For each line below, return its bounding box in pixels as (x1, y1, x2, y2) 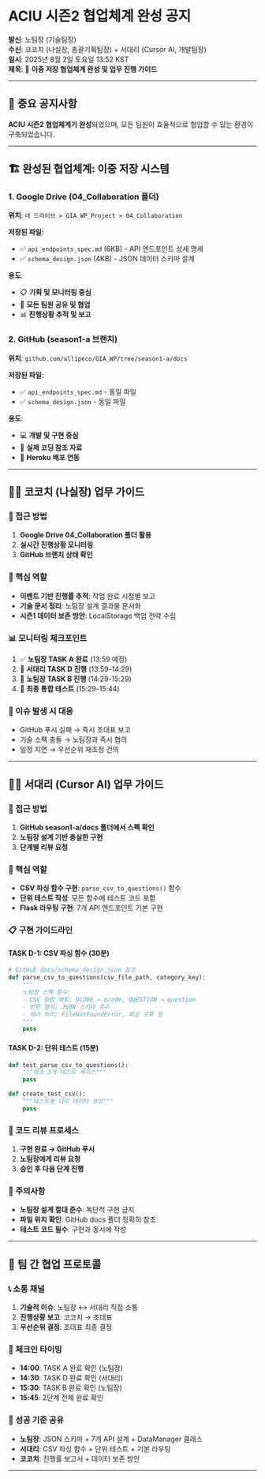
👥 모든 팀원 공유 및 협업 (19, 300, 91, 309)
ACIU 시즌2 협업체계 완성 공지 (8, 7, 192, 25)
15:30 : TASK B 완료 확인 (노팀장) (19, 1383, 122, 1393)
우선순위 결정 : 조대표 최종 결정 (19, 1323, 113, 1332)
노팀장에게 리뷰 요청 (19, 1154, 81, 1164)
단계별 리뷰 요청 (19, 842, 69, 852)
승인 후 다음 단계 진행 (19, 1164, 84, 1174)
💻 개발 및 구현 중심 (19, 430, 79, 440)
